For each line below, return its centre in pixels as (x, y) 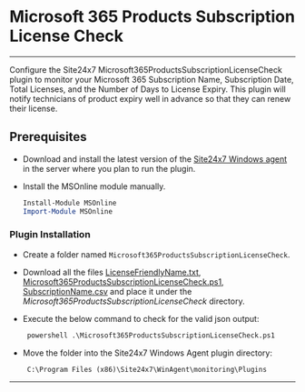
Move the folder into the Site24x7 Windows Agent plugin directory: (147, 353)
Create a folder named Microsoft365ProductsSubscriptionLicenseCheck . (156, 254)
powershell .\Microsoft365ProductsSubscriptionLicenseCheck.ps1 (151, 335)
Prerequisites (48, 137)
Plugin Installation (50, 235)
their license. (34, 108)
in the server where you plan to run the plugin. (109, 168)
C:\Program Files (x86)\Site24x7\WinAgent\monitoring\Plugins (147, 369)
